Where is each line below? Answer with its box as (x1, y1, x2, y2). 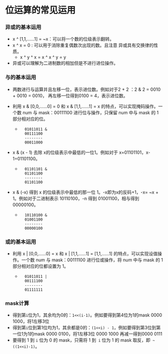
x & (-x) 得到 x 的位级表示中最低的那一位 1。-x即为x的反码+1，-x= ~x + (12, 189, 159, 195)
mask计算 (5, 300, 29, 306)
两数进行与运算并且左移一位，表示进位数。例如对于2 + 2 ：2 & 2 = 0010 (12, 86, 161, 92)
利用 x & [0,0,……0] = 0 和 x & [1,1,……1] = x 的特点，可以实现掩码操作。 (12, 103, 159, 109)
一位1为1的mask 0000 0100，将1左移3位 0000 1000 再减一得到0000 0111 (12, 331, 162, 337)
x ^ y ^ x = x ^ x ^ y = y (20, 54, 66, 60)
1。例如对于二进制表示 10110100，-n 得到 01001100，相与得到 (12, 195, 139, 201)
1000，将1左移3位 (12, 318, 50, 324)
